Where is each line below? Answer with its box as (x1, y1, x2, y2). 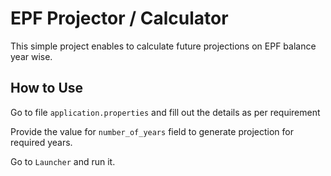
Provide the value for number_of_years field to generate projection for (10, 125, 294, 137)
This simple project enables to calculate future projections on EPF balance (10, 40, 317, 52)
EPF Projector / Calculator (10, 7, 229, 30)
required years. (10, 136, 73, 148)
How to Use (10, 80, 84, 97)
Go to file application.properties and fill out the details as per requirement (10, 106, 321, 118)
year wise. (10, 50, 53, 62)
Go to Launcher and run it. (10, 155, 116, 167)
